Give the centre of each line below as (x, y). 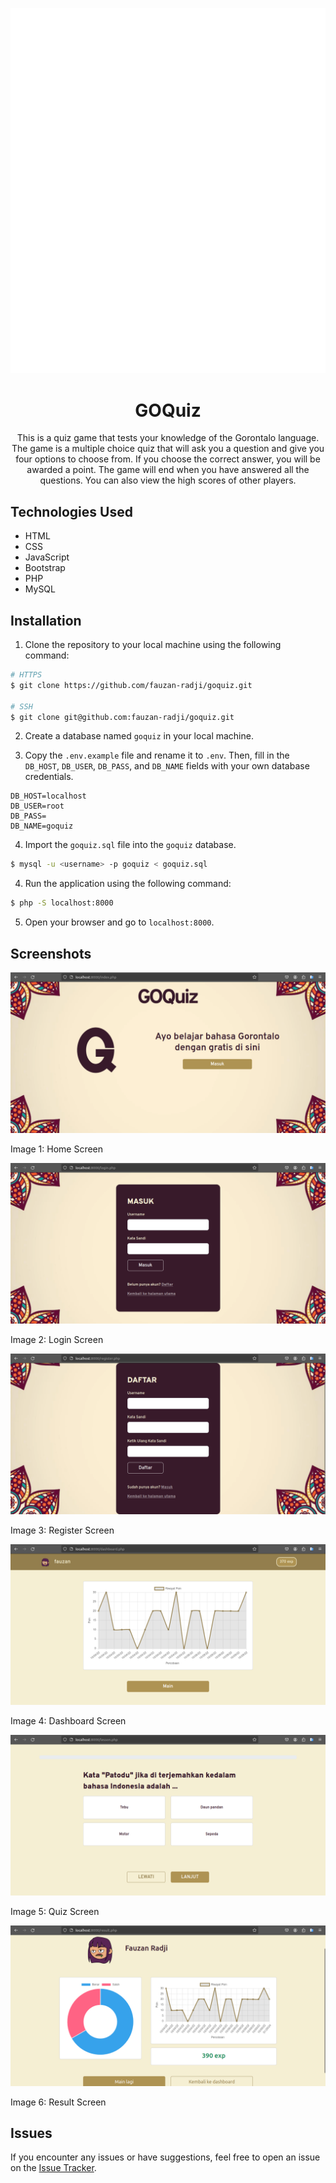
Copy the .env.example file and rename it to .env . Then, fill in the (157, 755)
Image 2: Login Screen (57, 1339)
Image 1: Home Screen (57, 1149)
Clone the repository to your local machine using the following (153, 645)
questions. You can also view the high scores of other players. (168, 480)
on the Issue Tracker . (53, 2168)
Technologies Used (71, 511)
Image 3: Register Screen (62, 1530)
